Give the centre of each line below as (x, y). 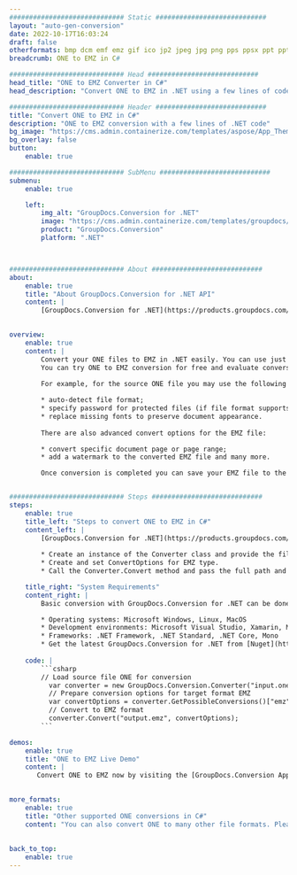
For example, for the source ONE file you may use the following (164, 384)
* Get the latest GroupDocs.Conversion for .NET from (142, 644)
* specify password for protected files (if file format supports (166, 408)
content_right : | (57, 595)
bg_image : (27, 132)
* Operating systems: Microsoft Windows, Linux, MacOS (144, 619)
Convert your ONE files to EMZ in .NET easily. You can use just (164, 360)
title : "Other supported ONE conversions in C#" (116, 816)
